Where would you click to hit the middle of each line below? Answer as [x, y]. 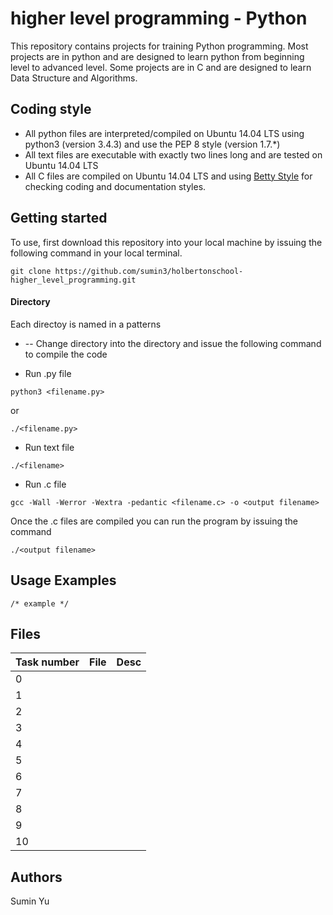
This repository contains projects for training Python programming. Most [159, 46]
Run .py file [48, 373]
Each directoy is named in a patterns [86, 324]
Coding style [51, 109]
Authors [36, 877]
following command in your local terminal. [96, 253]
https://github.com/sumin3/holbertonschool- [149, 271]
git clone [31, 271]
